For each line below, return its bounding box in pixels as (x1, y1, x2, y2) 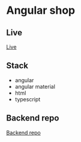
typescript (14, 95, 41, 102)
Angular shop (6, 4, 76, 17)
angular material (14, 83, 56, 90)
